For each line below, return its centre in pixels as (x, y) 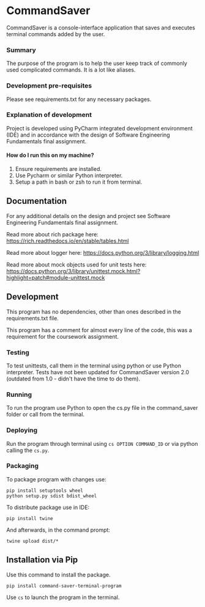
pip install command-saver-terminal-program (64, 586)
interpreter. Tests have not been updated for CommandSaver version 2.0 (98, 372)
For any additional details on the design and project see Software (88, 216)
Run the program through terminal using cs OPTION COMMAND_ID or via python (102, 443)
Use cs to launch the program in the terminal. (63, 597)
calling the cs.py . (28, 450)
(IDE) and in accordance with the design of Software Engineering (88, 135)
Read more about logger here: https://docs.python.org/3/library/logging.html (103, 252)
